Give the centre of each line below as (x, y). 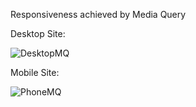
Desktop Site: (38, 33)
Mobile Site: (35, 72)
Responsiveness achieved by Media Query (98, 14)
